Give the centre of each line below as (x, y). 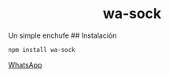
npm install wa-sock (42, 49)
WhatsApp (25, 64)
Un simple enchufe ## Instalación (62, 35)
